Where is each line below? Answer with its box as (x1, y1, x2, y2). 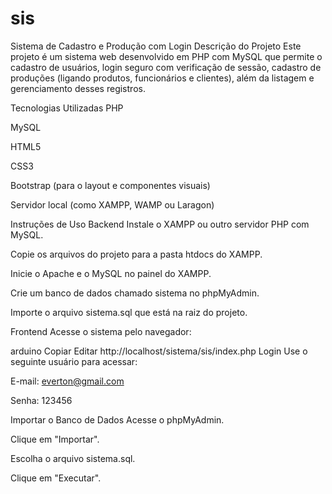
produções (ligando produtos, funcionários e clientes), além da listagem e (10, 72, 315, 84)
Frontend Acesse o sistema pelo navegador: (10, 325, 192, 337)
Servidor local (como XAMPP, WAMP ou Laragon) (10, 198, 215, 211)
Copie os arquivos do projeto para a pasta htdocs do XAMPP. (10, 248, 263, 260)
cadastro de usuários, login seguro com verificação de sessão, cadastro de (10, 61, 322, 73)
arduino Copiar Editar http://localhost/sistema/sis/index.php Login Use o (10, 345, 308, 357)
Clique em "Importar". (10, 433, 100, 445)
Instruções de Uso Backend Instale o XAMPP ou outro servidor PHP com (10, 218, 310, 230)
